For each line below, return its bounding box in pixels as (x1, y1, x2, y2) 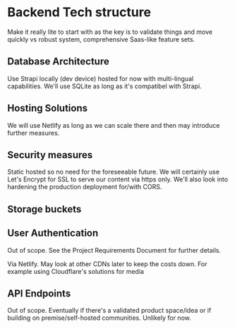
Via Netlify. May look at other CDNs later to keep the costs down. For (7, 259, 207, 268)
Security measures (7, 149, 93, 161)
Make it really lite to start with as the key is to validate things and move (7, 28, 213, 36)
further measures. (7, 128, 60, 137)
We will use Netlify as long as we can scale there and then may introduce (7, 121, 220, 129)
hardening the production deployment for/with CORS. (7, 183, 162, 191)
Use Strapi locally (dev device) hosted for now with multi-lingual (7, 74, 194, 83)
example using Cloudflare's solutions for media (7, 267, 145, 275)
